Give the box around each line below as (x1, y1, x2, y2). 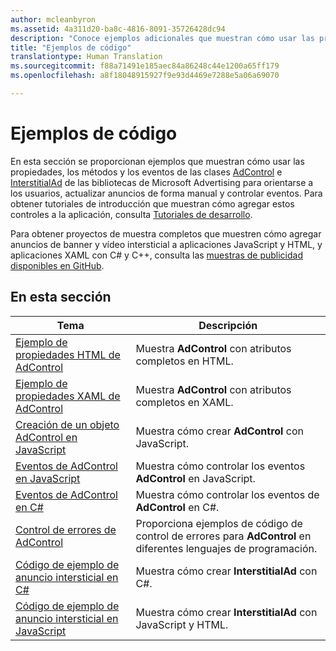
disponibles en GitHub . (10, 259, 105, 271)
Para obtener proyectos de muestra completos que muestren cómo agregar (10, 227, 322, 240)
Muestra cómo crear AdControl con (135, 424, 304, 438)
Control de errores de (15, 522, 117, 536)
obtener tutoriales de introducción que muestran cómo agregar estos (10, 197, 295, 210)
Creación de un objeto (15, 417, 120, 431)
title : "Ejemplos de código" (10, 42, 132, 53)
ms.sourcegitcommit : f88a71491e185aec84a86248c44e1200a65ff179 (10, 61, 280, 71)
